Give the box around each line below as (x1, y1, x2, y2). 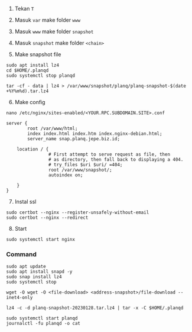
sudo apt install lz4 (6, 62, 60, 68)
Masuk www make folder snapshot (14, 28, 94, 35)
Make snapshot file (14, 51, 61, 58)
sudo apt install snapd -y (6, 269, 73, 275)
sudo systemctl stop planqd (6, 73, 76, 79)
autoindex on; (48, 172, 83, 178)
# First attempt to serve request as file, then (48, 152, 170, 157)
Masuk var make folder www (14, 17, 81, 23)
